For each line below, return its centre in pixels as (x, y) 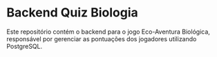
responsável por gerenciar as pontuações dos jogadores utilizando (102, 38)
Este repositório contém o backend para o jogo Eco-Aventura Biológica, (108, 32)
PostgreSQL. (25, 46)
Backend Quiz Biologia (73, 13)
